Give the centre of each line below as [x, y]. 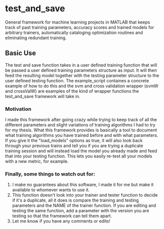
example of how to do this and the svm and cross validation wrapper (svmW [82, 86]
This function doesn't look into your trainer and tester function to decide [85, 195]
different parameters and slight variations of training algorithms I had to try [80, 125]
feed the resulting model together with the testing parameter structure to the [82, 75]
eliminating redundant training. [36, 38]
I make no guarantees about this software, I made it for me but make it [83, 185]
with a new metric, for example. [37, 161]
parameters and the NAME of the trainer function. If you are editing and [84, 205]
